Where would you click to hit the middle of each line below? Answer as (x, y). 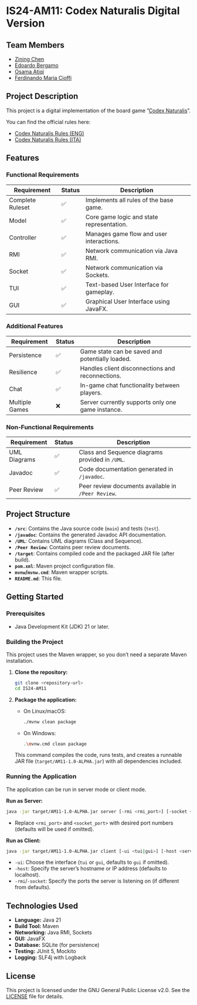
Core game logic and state (122, 217)
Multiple (20, 402)
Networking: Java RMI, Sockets (53, 933)
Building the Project (35, 642)
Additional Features (35, 326)
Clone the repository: (41, 672)
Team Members (35, 45)
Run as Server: (24, 800)
